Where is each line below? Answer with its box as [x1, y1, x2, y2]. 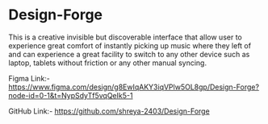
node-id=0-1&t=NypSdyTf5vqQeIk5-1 [8, 90, 133, 100]
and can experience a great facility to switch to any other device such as [8, 49, 250, 59]
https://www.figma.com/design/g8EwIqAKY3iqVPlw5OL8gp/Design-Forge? [8, 82, 260, 92]
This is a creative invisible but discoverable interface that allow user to [8, 32, 242, 42]
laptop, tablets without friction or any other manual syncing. [8, 58, 207, 68]
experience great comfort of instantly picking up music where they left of [8, 40, 252, 50]
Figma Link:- [8, 73, 51, 83]
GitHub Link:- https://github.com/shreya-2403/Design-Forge [8, 106, 210, 116]
